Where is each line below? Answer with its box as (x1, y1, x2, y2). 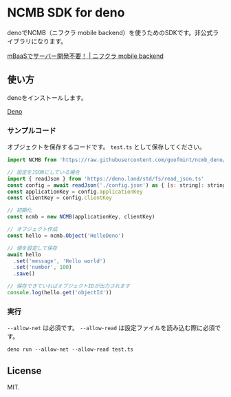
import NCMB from (7, 156, 57, 163)
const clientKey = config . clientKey (7, 194, 112, 201)
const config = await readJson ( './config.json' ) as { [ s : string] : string (7, 181, 226, 189)
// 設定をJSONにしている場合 (7, 169, 80, 176)
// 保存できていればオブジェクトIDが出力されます (7, 283, 131, 290)
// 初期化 (7, 207, 32, 214)
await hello (7, 251, 41, 258)
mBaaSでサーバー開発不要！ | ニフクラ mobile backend (7, 52, 164, 60)
